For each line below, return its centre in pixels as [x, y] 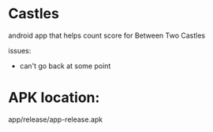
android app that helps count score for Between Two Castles [107, 35]
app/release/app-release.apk [56, 119]
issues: [20, 50]
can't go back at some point [65, 66]
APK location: [54, 98]
